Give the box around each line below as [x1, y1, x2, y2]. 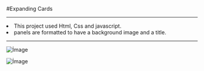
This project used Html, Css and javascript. [14, 22, 121, 29]
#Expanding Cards [6, 5, 53, 12]
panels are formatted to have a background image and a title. [14, 29, 167, 35]
